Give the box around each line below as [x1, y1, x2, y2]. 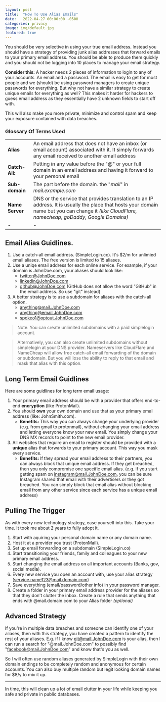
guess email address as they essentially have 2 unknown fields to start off [5, 96, 156, 101]
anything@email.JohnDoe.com [19, 310, 83, 316]
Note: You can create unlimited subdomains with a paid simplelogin [17, 325, 154, 331]
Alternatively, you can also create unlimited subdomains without [17, 340, 148, 346]
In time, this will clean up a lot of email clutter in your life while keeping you [5, 686, 158, 692]
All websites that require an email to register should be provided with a [12, 439, 156, 446]
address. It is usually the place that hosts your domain [33, 201, 158, 208]
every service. [12, 450, 42, 456]
